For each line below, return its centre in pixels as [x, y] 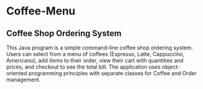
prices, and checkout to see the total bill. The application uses [84, 67]
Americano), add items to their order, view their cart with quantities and [95, 60]
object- [171, 67]
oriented [17, 73]
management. [24, 80]
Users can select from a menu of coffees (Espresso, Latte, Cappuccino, [95, 54]
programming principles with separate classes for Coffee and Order [112, 73]
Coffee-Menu [41, 11]
